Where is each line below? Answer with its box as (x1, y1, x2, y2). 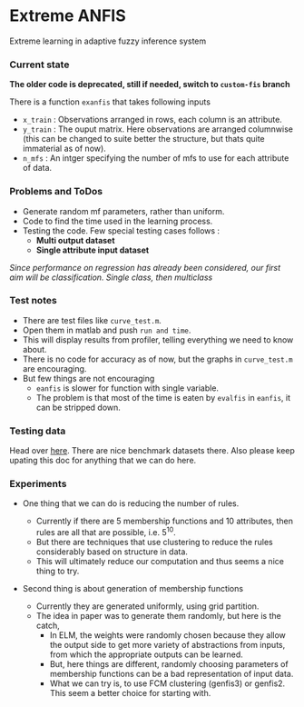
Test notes (9, 294, 57, 307)
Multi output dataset (35, 234, 115, 245)
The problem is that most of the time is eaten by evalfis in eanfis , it (35, 392, 291, 403)
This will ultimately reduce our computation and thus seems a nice (35, 556, 284, 567)
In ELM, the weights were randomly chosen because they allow (49, 630, 286, 641)
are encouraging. (22, 363, 87, 373)
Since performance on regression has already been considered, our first (9, 262, 281, 273)
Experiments (9, 478, 67, 491)
